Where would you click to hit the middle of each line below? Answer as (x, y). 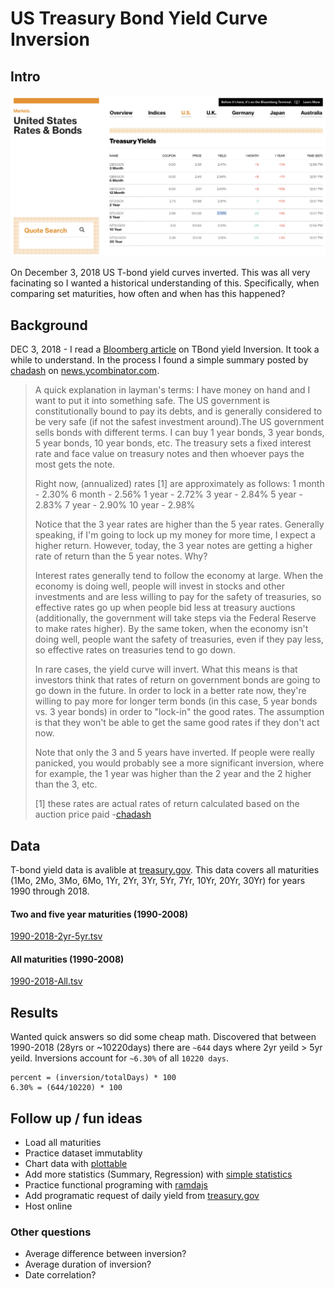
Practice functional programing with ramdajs (116, 1185)
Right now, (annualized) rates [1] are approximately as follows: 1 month (179, 484)
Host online (48, 1206)
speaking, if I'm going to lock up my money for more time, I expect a (175, 535)
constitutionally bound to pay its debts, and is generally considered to (178, 411)
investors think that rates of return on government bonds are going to (177, 680)
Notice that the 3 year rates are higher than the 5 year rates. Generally (179, 524)
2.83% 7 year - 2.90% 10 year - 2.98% (115, 505)
